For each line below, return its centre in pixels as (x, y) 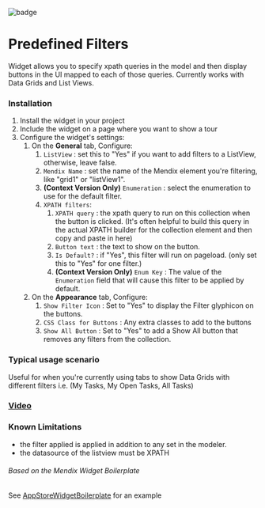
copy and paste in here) (94, 238)
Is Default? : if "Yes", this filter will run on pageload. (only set (156, 255)
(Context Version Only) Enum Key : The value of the (138, 272)
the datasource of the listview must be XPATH (95, 453)
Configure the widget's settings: (72, 138)
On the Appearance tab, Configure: (89, 298)
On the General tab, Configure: (82, 146)
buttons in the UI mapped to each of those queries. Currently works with (126, 74)
